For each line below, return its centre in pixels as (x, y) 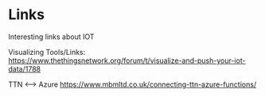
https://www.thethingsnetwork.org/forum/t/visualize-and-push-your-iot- (127, 60)
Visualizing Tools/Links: (47, 52)
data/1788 (25, 68)
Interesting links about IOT (51, 37)
